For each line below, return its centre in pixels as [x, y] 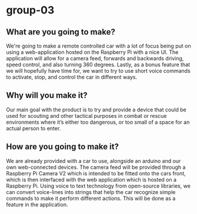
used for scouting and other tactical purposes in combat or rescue [86, 116]
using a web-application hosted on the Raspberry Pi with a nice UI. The [92, 52]
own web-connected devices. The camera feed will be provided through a [96, 167]
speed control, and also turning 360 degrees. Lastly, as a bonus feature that [98, 64]
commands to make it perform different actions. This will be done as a [91, 198]
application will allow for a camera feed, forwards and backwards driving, [95, 58]
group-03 [30, 10]
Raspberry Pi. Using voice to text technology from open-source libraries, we [98, 186]
